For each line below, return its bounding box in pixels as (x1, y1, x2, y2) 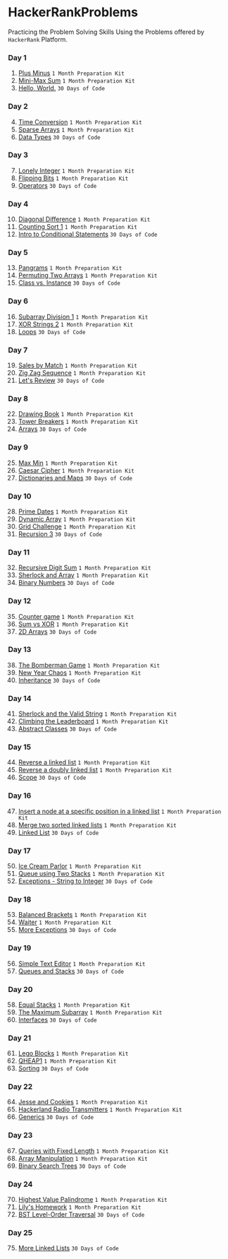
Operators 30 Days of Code (18, 181, 97, 189)
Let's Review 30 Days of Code (18, 376, 105, 385)
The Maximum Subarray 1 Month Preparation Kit (18, 1007, 163, 1016)
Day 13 (8, 644, 32, 654)
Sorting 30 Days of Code (18, 1064, 89, 1072)
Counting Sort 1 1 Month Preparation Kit (18, 223, 138, 231)
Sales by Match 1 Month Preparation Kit (18, 361, 138, 370)
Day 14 (8, 693, 32, 703)
